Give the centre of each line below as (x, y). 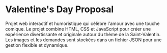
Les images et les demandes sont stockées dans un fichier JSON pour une (83, 40)
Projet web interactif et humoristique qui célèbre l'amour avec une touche (82, 23)
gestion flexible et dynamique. (37, 45)
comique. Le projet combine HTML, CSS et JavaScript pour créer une (78, 29)
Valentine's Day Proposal (60, 9)
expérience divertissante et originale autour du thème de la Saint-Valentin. (83, 34)
